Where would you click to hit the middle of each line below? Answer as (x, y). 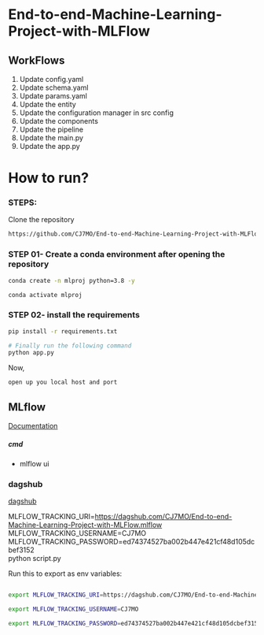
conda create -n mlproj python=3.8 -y (71, 280)
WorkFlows (37, 60)
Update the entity (48, 104)
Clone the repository (41, 220)
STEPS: (23, 202)
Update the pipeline (51, 129)
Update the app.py (49, 146)
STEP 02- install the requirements (74, 315)
